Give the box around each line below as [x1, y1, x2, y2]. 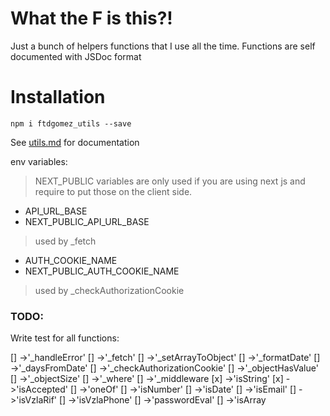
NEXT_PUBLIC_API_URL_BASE [24, 215, 150, 227]
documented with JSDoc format [10, 50, 142, 62]
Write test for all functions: [10, 332, 120, 344]
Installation [10, 86, 106, 109]
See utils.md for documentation [10, 136, 140, 148]
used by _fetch [34, 235, 97, 247]
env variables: [10, 155, 68, 167]
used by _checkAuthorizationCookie [34, 284, 185, 296]
